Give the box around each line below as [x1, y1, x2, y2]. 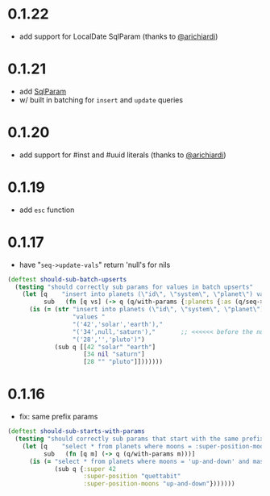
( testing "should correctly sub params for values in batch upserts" [15, 283, 253, 291]
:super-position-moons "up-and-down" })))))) [83, 480, 235, 488]
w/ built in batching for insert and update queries [19, 94, 183, 105]
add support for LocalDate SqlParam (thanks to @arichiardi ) [19, 31, 218, 41]
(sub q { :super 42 [54, 465, 116, 473]
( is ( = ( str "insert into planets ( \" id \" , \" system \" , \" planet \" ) [28, 306, 264, 314]
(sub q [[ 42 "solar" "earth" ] [54, 343, 156, 351]
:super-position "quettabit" [83, 473, 181, 481]
